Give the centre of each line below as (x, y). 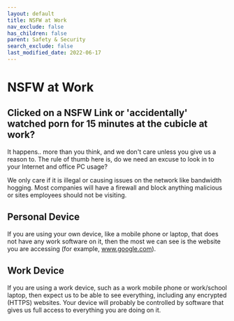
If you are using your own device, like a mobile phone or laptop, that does (113, 234)
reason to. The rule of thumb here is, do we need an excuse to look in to (111, 159)
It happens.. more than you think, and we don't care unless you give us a (112, 152)
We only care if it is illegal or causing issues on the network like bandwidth (115, 180)
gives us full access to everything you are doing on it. (84, 310)
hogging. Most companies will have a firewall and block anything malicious (115, 187)
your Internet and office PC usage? (58, 166)
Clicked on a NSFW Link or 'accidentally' (97, 113)
